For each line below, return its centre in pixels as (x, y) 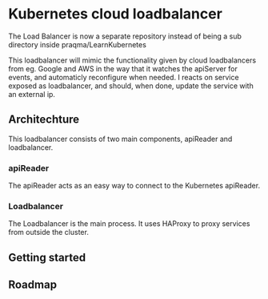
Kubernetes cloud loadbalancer (115, 14)
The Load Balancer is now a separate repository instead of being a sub (125, 36)
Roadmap (33, 285)
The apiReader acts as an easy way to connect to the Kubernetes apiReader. (134, 186)
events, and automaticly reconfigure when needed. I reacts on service (124, 77)
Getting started (47, 257)
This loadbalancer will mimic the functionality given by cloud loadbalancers (132, 60)
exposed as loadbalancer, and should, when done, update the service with (131, 86)
